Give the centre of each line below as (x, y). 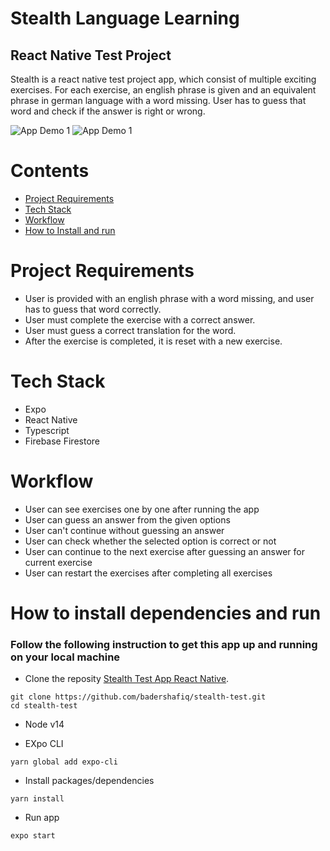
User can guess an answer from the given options (127, 519)
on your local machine (65, 657)
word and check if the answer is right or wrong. (108, 111)
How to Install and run (70, 230)
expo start (33, 836)
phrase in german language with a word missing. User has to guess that (158, 100)
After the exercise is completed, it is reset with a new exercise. (153, 341)
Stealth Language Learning (125, 18)
